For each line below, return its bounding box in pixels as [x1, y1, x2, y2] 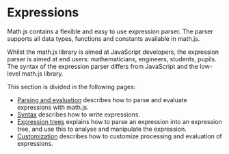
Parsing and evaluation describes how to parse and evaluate [16, 95, 187, 104]
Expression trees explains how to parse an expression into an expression [16, 117, 222, 125]
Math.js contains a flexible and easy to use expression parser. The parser [7, 27, 214, 35]
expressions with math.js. [16, 103, 89, 111]
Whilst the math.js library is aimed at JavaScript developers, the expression [7, 48, 219, 56]
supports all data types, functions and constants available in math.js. [7, 34, 200, 42]
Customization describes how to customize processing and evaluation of [16, 132, 222, 140]
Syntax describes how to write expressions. [16, 110, 140, 119]
